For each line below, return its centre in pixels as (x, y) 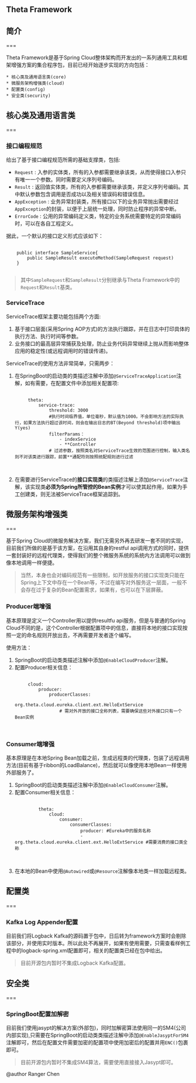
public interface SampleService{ (57, 253)
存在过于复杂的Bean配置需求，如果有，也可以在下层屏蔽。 (96, 590)
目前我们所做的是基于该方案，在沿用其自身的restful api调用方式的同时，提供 (97, 548)
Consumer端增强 (30, 744)
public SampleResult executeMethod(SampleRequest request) (101, 258)
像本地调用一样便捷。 (32, 563)
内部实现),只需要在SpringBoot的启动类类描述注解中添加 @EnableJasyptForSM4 (97, 1035)
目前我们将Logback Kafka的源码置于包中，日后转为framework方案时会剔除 (96, 936)
